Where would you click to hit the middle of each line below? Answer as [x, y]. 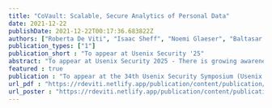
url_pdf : [25, 84]
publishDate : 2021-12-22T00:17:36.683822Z [81, 31]
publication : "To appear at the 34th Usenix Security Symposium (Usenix [136, 76]
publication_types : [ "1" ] [52, 46]
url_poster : [30, 91]
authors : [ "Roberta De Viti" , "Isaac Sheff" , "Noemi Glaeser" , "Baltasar [136, 39]
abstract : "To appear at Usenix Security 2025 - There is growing [123, 62]
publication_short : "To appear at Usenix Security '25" [106, 54]
